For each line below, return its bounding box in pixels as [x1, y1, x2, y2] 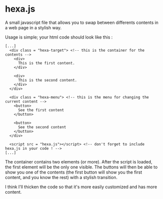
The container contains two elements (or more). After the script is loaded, [5, 159, 152, 164]
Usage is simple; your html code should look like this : [5, 34, 113, 40]
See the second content [18, 124, 67, 130]
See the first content [18, 107, 64, 113]
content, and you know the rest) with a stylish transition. [5, 174, 118, 180]
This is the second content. [18, 78, 77, 82]
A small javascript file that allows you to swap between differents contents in [5, 20, 159, 25]
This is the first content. [18, 60, 75, 65]
